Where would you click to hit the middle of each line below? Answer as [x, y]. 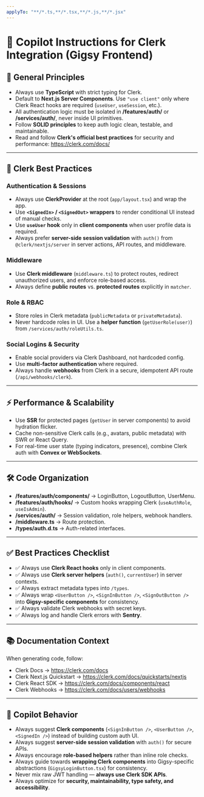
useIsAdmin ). [31, 508]
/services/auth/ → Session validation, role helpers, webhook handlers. [104, 515]
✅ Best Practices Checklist [58, 553]
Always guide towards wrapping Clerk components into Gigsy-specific [104, 762]
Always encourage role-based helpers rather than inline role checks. [102, 755]
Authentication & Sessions [46, 186]
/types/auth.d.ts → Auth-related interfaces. [70, 528]
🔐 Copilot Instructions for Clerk [86, 42]
